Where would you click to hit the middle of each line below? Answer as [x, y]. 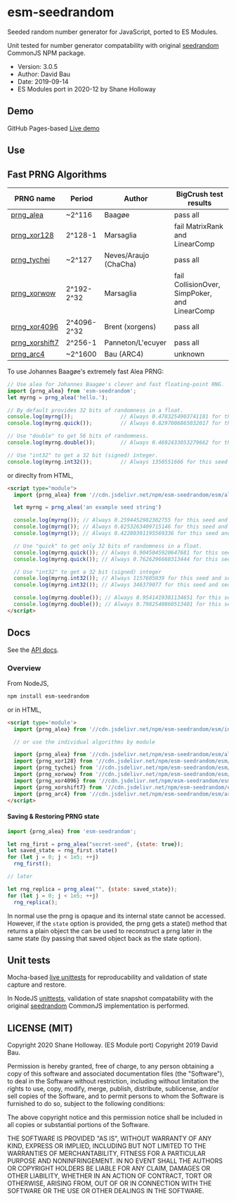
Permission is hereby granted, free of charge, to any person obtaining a [111, 1066]
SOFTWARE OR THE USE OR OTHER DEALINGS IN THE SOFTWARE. [106, 1191]
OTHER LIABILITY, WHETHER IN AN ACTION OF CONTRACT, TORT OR [110, 1176]
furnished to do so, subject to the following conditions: [86, 1104]
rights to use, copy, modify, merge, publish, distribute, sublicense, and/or [113, 1089]
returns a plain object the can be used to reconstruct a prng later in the [110, 930]
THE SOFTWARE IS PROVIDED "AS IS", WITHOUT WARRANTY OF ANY [110, 1138]
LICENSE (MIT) [40, 1028]
